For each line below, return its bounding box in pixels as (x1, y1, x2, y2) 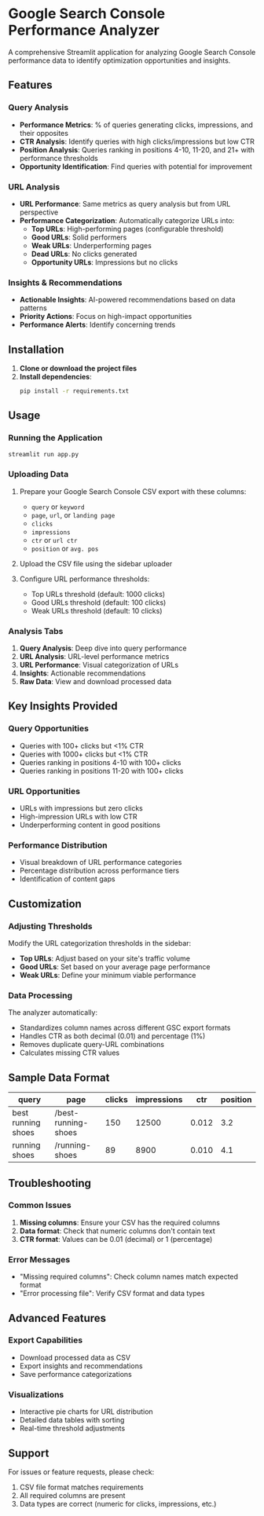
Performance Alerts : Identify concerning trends (19, 320, 176, 330)
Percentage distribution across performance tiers (19, 866, 179, 876)
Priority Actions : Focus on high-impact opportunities (19, 312, 192, 321)
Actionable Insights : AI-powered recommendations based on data (19, 295, 236, 305)
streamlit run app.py (8, 450, 79, 458)
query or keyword (31, 502, 85, 511)
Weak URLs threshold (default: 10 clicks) (31, 606, 163, 615)
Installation (8, 342, 64, 356)
